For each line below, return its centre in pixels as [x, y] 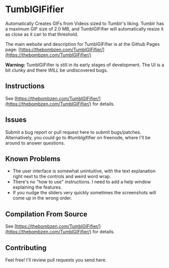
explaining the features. [37, 187]
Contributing [26, 248]
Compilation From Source [46, 214]
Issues [16, 120]
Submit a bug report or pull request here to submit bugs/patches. [73, 132]
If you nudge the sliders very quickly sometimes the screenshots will [84, 193]
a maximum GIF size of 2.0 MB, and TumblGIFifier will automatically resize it [84, 28]
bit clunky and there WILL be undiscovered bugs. [57, 70]
